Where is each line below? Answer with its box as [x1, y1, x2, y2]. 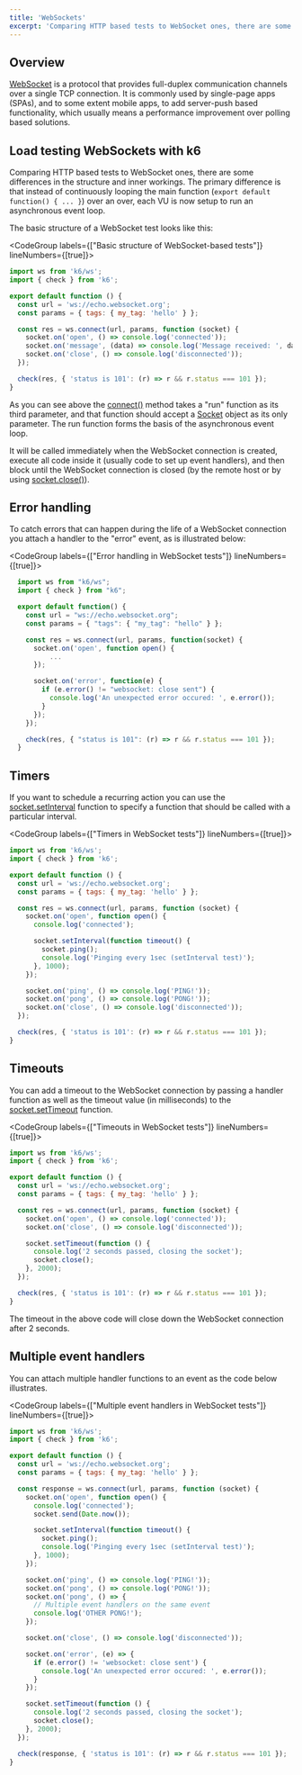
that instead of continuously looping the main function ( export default [9, 186, 271, 197]
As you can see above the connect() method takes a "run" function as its [9, 399, 279, 410]
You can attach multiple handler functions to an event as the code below [9, 1373, 278, 1383]
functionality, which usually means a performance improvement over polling [9, 107, 290, 118]
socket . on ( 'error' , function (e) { [32, 677, 164, 686]
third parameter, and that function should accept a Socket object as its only [9, 409, 289, 419]
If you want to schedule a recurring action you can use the [9, 792, 226, 803]
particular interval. [9, 811, 77, 822]
